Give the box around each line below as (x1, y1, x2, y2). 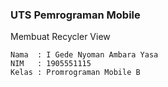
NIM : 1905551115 (10, 59, 92, 69)
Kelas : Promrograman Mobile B (10, 68, 141, 78)
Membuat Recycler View (10, 31, 111, 43)
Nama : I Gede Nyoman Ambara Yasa (10, 50, 159, 60)
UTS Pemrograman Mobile (10, 8, 141, 22)
